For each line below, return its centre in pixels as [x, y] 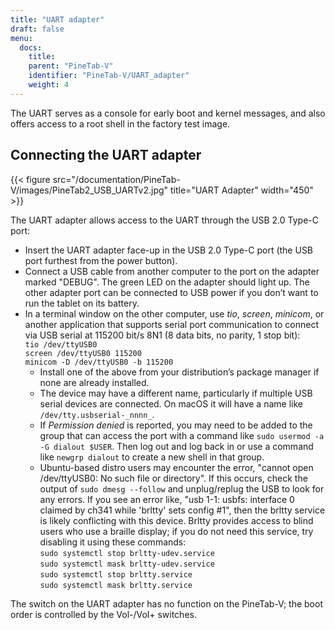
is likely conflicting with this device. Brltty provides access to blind [176, 520]
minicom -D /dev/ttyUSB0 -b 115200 [99, 362]
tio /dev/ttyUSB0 [61, 344]
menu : [21, 38]
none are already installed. [94, 382]
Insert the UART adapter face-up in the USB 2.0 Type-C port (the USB [169, 250]
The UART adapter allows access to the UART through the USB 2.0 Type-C [164, 220]
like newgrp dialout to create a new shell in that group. [152, 457]
